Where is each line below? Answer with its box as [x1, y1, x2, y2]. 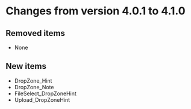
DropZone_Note [14, 83, 54, 90]
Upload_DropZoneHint [14, 96, 70, 103]
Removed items [5, 28, 66, 38]
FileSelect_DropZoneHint [14, 90, 77, 97]
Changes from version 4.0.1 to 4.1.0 [5, 4, 186, 18]
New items [5, 61, 46, 71]
